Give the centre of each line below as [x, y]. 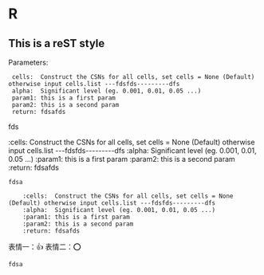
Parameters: [28, 62]
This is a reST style [57, 43]
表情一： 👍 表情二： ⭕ [45, 247]
